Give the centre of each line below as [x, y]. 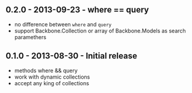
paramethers [30, 37]
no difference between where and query [63, 24]
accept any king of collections [52, 83]
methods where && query [46, 70]
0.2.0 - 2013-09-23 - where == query [77, 10]
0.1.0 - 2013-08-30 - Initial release [72, 56]
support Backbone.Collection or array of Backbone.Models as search [100, 31]
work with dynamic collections [52, 77]
